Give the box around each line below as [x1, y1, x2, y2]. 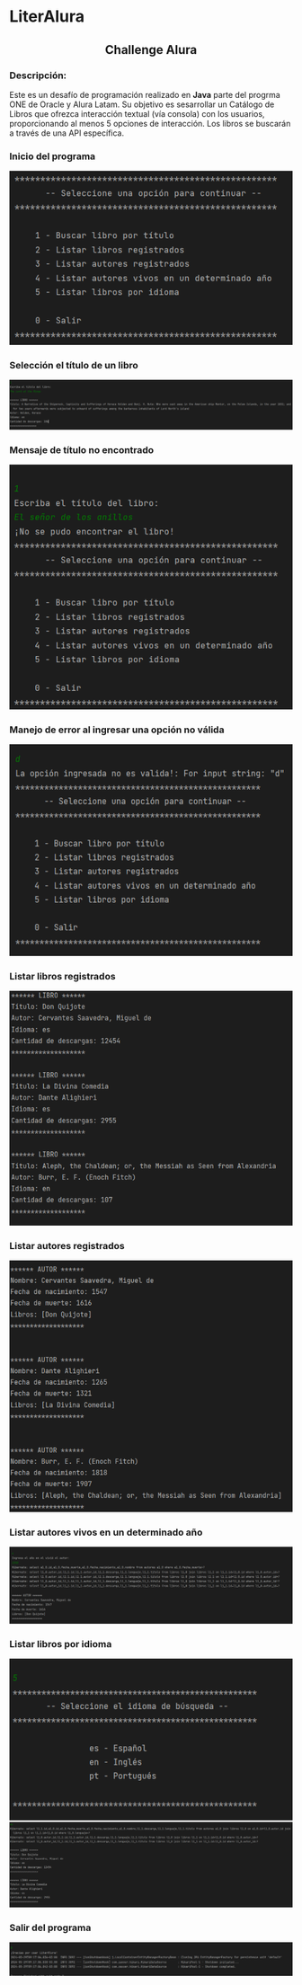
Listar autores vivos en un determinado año [9, 1526, 203, 1538]
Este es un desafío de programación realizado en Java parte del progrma [9, 89, 280, 100]
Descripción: [9, 69, 67, 82]
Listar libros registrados [9, 970, 116, 982]
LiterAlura [9, 6, 85, 27]
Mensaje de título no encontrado [9, 443, 155, 456]
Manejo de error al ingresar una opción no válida [9, 723, 225, 736]
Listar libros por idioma [9, 1637, 112, 1650]
